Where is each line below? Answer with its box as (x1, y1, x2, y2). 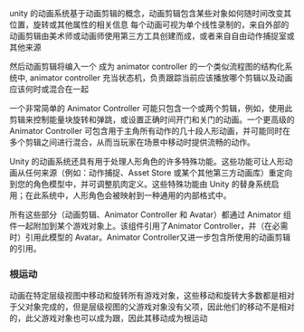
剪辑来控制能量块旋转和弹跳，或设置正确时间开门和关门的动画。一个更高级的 (9, 114, 295, 125)
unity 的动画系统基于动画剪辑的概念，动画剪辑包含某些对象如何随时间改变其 (9, 8, 292, 18)
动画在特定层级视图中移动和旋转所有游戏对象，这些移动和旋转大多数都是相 (9, 290, 287, 301)
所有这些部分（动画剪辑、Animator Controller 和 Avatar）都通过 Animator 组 (9, 209, 292, 220)
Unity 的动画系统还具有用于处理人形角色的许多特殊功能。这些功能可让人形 (9, 157, 285, 166)
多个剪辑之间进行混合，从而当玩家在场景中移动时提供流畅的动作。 (9, 137, 255, 147)
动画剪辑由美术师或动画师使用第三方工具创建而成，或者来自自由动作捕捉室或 (9, 31, 295, 41)
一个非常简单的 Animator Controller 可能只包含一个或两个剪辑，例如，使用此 (9, 103, 293, 113)
